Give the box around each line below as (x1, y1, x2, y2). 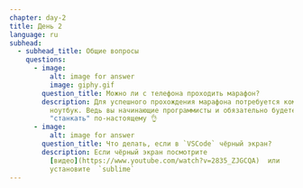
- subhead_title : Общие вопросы (17, 47, 140, 56)
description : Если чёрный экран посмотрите (41, 147, 207, 156)
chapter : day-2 (9, 13, 67, 23)
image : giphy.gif (49, 80, 115, 89)
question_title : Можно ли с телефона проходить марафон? (41, 89, 260, 98)
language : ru (9, 30, 59, 39)
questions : (25, 55, 67, 64)
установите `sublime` (49, 164, 135, 174)
